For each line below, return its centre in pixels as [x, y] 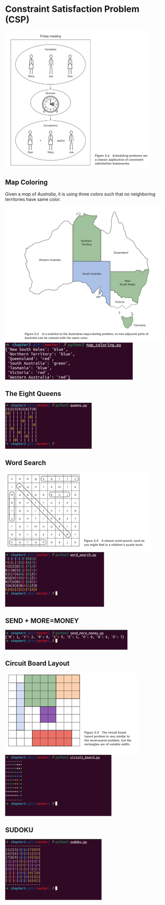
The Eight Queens [33, 393]
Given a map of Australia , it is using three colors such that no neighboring [80, 194]
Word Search [25, 463]
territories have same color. [33, 199]
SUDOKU [19, 830]
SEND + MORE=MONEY [42, 621]
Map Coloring [26, 182]
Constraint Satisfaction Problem [72, 9]
